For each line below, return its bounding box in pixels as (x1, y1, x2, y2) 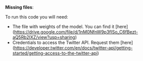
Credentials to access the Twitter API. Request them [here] (12, 39, 133, 45)
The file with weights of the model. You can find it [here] (12, 23, 128, 29)
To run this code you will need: (5, 14, 68, 19)
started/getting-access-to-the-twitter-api (12, 50, 98, 56)
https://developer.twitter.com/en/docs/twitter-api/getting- (14, 45, 133, 50)
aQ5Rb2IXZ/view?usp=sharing (12, 34, 76, 40)
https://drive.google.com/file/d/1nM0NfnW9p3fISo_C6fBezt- (14, 29, 138, 34)
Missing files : (5, 4, 34, 10)
